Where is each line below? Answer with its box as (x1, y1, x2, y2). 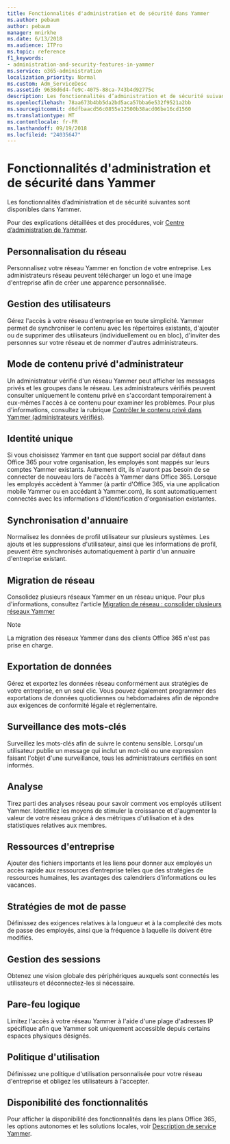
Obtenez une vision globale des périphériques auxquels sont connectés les (7, 971, 219, 979)
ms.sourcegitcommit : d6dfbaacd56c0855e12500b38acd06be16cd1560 (7, 106, 192, 112)
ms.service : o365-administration (7, 67, 103, 74)
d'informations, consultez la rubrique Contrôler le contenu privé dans (7, 405, 202, 414)
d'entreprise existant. (7, 555, 67, 563)
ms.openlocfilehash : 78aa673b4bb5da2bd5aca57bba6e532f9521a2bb (7, 99, 192, 106)
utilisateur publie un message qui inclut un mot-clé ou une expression (7, 746, 203, 754)
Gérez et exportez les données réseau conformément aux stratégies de (7, 679, 209, 687)
